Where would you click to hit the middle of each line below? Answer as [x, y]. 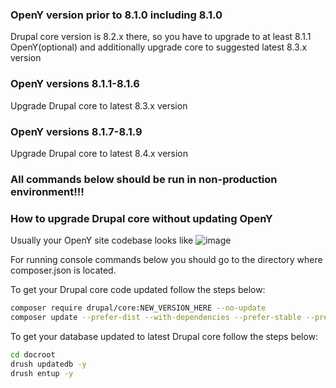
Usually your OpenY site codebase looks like [102, 240]
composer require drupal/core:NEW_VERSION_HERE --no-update [138, 308]
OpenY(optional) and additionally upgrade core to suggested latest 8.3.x [159, 47]
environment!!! [47, 191]
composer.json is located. [63, 270]
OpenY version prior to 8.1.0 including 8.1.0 [116, 15]
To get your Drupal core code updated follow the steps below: [138, 290]
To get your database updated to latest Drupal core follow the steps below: [164, 336]
